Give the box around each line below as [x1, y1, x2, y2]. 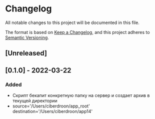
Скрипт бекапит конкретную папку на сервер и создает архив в [12, 92, 150, 98]
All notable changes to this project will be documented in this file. [5, 19, 140, 25]
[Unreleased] [5, 49, 47, 57]
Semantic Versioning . [5, 34, 49, 40]
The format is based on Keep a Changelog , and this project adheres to [5, 29, 150, 35]
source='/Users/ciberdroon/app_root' [12, 103, 90, 109]
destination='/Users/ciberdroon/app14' [12, 108, 93, 114]
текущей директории [12, 98, 57, 104]
